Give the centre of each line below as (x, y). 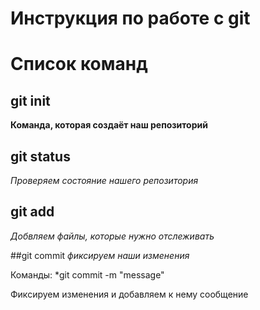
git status (40, 156)
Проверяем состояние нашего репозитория (104, 180)
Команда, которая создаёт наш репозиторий (109, 125)
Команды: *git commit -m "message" (87, 274)
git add (32, 212)
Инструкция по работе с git (130, 18)
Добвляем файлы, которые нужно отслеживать (112, 236)
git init (30, 100)
